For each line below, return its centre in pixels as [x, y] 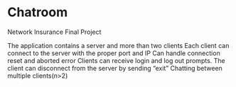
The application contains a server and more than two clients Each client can [118, 45]
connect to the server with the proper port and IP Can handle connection [114, 53]
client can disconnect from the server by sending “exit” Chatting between [115, 68]
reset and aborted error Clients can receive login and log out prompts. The [116, 60]
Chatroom [38, 12]
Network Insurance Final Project [54, 32]
